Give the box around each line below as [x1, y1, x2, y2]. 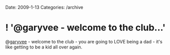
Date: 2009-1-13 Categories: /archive [5, 5, 83, 10]
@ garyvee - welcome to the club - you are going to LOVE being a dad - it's [5, 38, 162, 44]
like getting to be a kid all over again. [5, 44, 83, 50]
